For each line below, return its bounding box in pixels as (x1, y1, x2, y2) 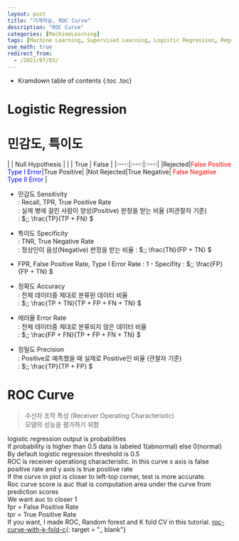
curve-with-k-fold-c (7, 525, 66, 534)
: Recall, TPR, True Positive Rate (17, 197, 112, 206)
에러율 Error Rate (17, 313, 67, 322)
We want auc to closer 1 (7, 495, 78, 503)
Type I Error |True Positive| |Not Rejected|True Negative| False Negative (7, 167, 217, 176)
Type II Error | (7, 175, 48, 184)
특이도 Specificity (17, 229, 69, 237)
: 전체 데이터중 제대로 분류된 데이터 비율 (17, 290, 128, 299)
